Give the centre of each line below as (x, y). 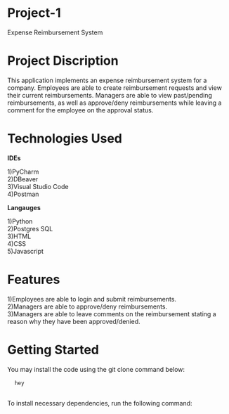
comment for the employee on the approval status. (80, 110)
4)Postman (23, 194)
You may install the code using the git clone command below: (96, 369)
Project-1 (34, 13)
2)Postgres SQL (30, 228)
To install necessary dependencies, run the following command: (100, 403)
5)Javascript (26, 251)
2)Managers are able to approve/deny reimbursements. (87, 306)
